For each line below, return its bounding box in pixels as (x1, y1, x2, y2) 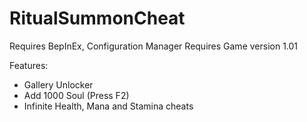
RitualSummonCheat (9, 7, 186, 30)
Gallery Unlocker (23, 78, 94, 91)
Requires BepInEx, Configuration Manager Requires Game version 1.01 (9, 40, 299, 52)
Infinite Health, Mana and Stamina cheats (23, 100, 194, 112)
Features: (9, 59, 49, 71)
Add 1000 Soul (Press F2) (23, 89, 130, 101)
